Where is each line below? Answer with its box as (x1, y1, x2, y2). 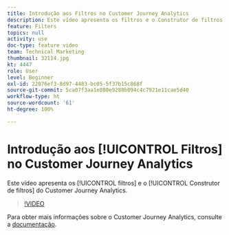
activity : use (7, 36, 48, 43)
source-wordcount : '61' (7, 100, 76, 107)
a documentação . (7, 220, 57, 228)
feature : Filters (7, 23, 57, 30)
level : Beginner (7, 74, 54, 81)
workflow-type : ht (7, 93, 60, 100)
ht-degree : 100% (7, 106, 54, 113)
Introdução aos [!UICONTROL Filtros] (7, 142, 223, 157)
